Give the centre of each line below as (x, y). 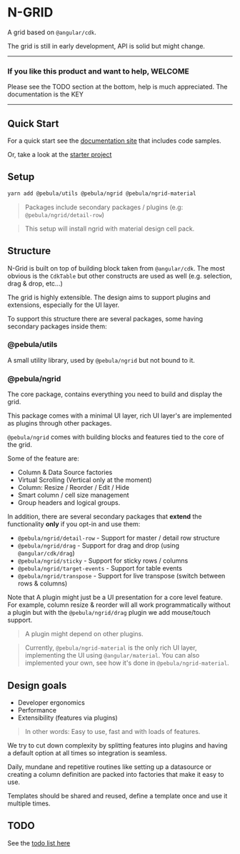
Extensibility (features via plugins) (67, 718)
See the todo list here (39, 843)
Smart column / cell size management (73, 495)
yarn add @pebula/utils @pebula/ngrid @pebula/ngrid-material (102, 194)
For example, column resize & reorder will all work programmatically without (119, 605)
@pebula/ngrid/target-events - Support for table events (100, 568)
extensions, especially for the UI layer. (64, 305)
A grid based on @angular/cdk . (52, 32)
